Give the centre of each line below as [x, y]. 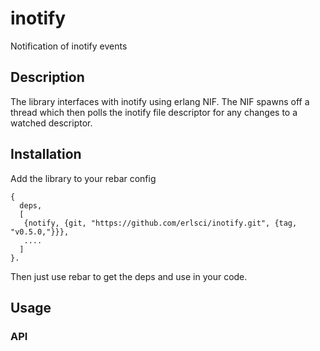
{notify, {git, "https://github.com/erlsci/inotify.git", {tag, [160, 223]
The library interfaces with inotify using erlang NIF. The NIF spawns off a [160, 101]
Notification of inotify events [69, 46]
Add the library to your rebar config [83, 178]
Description [47, 77]
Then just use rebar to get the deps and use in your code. [129, 276]
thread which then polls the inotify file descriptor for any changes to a [154, 112]
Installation [46, 154]
